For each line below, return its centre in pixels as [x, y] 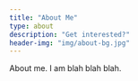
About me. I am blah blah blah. [65, 68]
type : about [31, 26]
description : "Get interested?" [69, 34]
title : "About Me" [43, 18]
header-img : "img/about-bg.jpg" [69, 43]
